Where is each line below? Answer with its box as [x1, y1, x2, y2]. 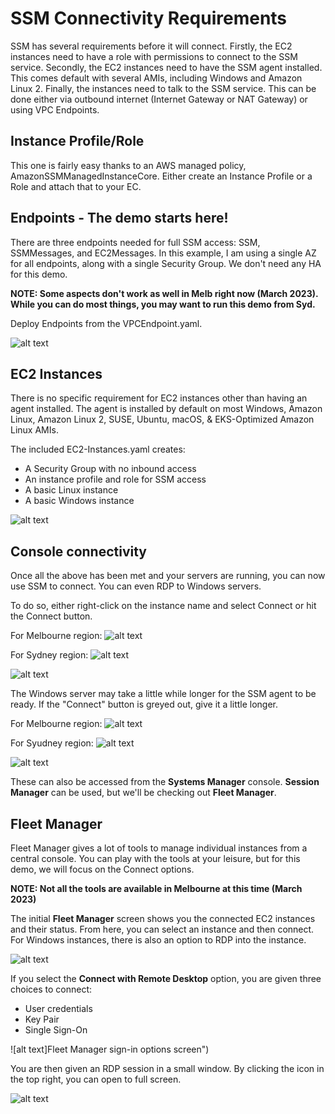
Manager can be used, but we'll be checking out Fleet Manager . [10, 787, 277, 799]
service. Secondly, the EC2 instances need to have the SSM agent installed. [10, 61, 323, 73]
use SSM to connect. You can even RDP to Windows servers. [10, 580, 262, 592]
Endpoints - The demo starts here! [10, 210, 229, 227]
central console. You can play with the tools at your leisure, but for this [10, 853, 301, 864]
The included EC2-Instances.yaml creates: [10, 443, 186, 456]
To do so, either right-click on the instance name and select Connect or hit [10, 600, 317, 612]
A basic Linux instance [24, 484, 119, 496]
